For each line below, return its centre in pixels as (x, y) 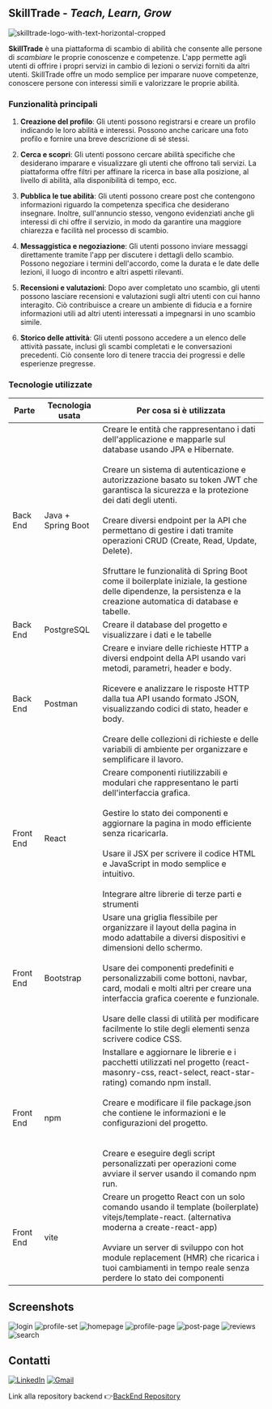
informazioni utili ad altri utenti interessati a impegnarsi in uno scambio (138, 314)
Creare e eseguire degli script (159, 1154)
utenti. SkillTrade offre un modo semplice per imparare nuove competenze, (134, 74)
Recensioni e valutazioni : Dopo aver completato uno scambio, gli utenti (140, 288)
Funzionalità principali (53, 104)
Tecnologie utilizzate (51, 385)
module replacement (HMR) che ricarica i (181, 1257)
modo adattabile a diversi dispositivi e (174, 937)
